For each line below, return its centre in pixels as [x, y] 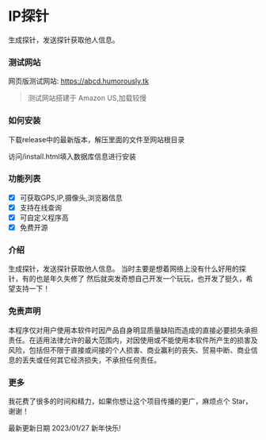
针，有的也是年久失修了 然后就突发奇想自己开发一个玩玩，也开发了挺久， [127, 279]
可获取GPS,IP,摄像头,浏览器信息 [71, 197]
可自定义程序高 [44, 217]
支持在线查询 [40, 207]
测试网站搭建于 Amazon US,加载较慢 [87, 98]
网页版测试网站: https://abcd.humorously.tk [78, 81]
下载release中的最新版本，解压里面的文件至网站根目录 [97, 139]
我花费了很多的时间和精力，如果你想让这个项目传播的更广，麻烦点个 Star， [130, 401]
